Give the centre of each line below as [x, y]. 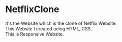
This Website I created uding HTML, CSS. [49, 28]
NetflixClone [32, 9]
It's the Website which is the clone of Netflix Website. [61, 23]
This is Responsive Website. [35, 34]
